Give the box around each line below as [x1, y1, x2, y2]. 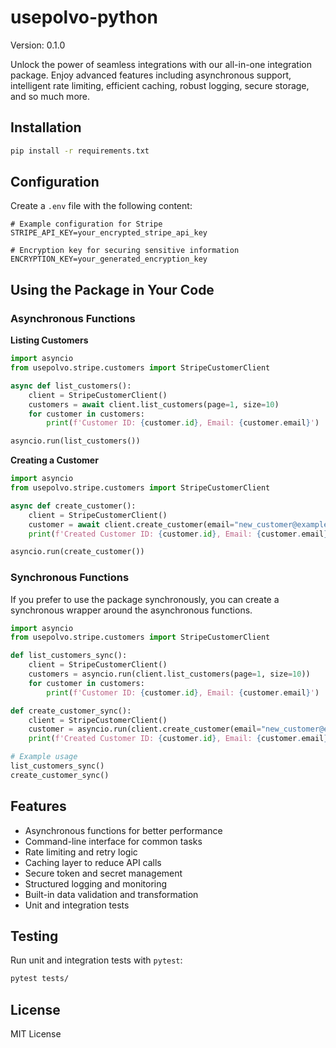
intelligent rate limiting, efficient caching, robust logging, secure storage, [10, 79, 310, 91]
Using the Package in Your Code [10, 281, 215, 298]
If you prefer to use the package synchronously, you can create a [10, 593, 280, 605]
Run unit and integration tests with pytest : [10, 954, 183, 966]
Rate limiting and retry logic [24, 846, 138, 858]
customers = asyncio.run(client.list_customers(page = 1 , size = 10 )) [28, 669, 311, 680]
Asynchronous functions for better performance [24, 824, 223, 836]
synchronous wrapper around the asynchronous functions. [10, 604, 253, 616]
